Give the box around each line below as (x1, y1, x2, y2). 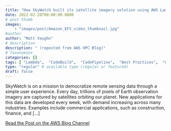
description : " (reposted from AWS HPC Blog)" (5, 45, 106, 50)
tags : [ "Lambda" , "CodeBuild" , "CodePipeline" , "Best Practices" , (5, 60, 158, 65)
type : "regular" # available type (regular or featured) (5, 64, 129, 69)
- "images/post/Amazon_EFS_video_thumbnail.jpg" (14, 27, 120, 32)
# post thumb (5, 17, 33, 22)
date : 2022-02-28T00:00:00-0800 (5, 12, 74, 17)
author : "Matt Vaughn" (5, 36, 53, 41)
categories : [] (5, 55, 38, 60)
